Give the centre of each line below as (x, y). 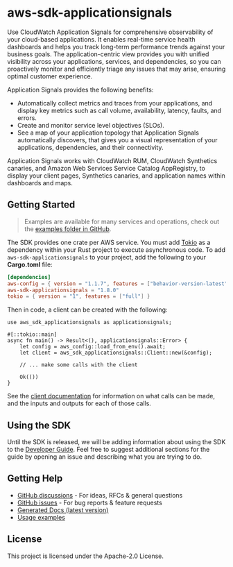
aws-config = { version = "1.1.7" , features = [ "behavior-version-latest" (118, 283)
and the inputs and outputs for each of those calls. (79, 403)
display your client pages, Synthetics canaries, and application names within (116, 176)
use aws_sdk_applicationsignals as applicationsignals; (89, 323)
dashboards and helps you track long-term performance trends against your (116, 46)
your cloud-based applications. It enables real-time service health (101, 39)
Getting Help (35, 479)
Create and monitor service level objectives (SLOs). (90, 125)
